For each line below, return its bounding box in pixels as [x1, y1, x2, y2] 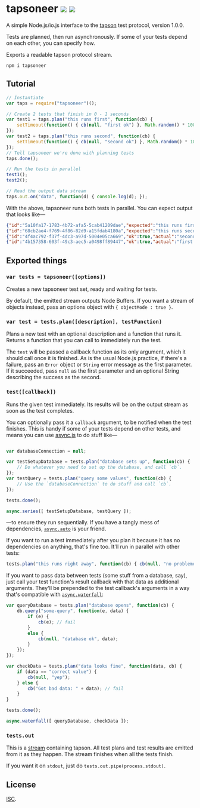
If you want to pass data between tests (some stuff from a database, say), [6, 572, 187, 579]
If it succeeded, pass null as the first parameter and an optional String [6, 367, 180, 374]
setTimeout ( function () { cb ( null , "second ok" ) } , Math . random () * [17, 139, 187, 145]
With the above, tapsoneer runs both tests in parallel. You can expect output [6, 204, 193, 211]
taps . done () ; [6, 155, 39, 161]
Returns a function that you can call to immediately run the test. [6, 337, 162, 344]
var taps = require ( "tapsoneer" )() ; [6, 100, 97, 106]
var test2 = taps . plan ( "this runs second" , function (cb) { [6, 133, 156, 139]
